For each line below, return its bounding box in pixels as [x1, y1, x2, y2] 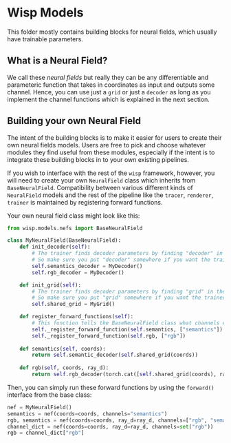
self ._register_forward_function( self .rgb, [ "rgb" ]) [32, 332, 186, 339]
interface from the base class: [7, 391, 92, 399]
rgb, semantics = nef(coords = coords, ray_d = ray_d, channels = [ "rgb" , [7, 417, 208, 424]
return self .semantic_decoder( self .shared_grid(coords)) [32, 351, 198, 359]
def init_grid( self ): [19, 281, 81, 289]
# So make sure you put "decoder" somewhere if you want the [32, 256, 211, 263]
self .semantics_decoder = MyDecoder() [32, 262, 143, 269]
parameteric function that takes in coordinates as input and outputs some [7, 81, 215, 89]
